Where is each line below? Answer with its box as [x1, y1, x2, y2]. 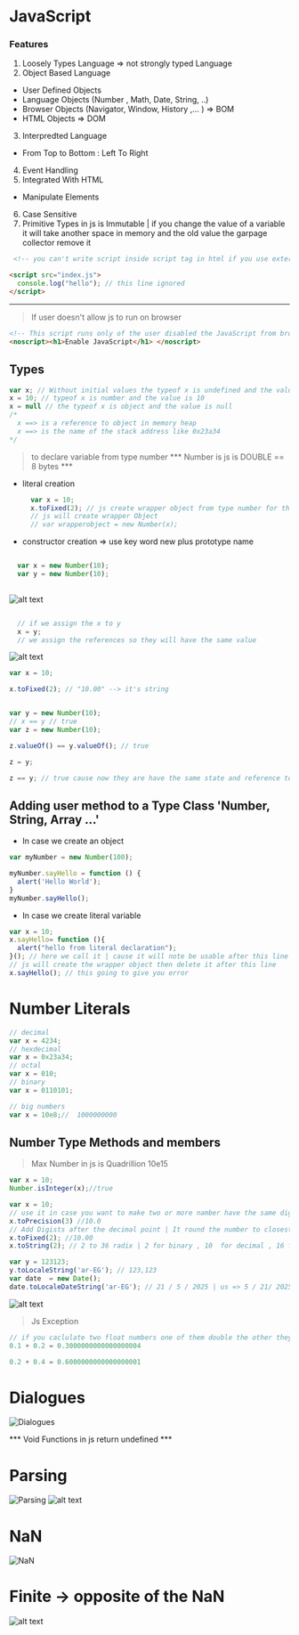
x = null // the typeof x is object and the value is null [9, 403, 233, 411]
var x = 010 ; [9, 1070, 58, 1078]
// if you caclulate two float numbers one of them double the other [9, 1333, 273, 1342]
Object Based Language [21, 68, 111, 78]
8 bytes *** [30, 460, 73, 471]
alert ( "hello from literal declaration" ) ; [17, 944, 177, 953]
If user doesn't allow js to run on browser [30, 312, 182, 322]
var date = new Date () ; [9, 1274, 101, 1283]
